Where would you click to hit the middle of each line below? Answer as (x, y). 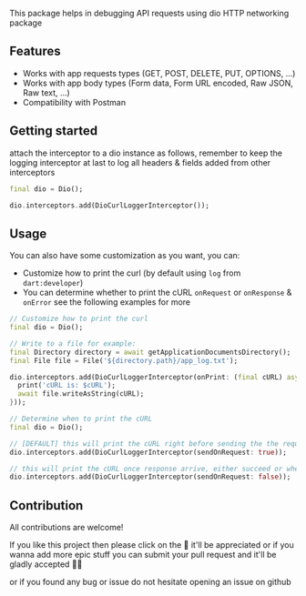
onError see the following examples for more (107, 302)
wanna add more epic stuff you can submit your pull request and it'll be (143, 555)
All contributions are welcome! (66, 528)
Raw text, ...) (46, 92)
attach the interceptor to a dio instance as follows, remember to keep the (146, 153)
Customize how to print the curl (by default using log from (132, 273)
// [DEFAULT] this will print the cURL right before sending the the (144, 444)
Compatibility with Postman (74, 102)
